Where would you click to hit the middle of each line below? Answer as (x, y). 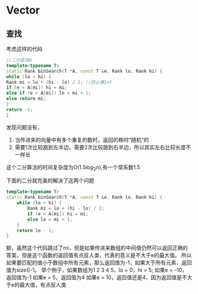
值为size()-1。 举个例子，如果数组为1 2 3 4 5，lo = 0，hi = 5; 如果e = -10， (97, 270)
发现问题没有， (24, 127)
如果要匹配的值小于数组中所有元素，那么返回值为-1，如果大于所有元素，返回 (99, 263)
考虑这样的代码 (24, 49)
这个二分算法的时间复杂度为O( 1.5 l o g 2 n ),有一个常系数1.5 (73, 168)
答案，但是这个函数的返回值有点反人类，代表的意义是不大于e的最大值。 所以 (99, 256)
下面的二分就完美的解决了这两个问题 (50, 180)
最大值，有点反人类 (43, 285)
